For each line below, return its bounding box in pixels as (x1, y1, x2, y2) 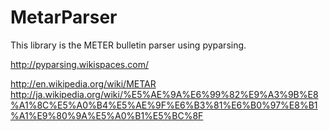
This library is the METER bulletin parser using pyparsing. (10, 39, 247, 51)
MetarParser (10, 6, 118, 29)
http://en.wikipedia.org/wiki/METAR (10, 77, 157, 90)
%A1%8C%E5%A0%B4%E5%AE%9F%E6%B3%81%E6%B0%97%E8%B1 (10, 99, 318, 111)
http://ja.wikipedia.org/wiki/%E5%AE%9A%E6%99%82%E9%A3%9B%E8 (10, 88, 319, 100)
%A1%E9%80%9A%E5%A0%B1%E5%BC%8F (10, 109, 204, 121)
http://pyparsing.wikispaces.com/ (10, 58, 149, 70)
